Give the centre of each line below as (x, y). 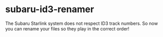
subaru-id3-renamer (50, 9)
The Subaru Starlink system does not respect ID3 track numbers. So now (82, 23)
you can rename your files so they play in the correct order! (67, 28)
